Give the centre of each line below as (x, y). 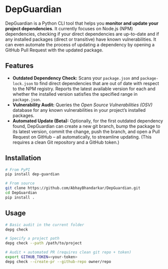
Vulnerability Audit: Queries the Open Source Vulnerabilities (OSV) (82, 105)
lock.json (23, 84)
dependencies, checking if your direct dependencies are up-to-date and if (82, 34)
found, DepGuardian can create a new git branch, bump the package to (86, 126)
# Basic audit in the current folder (45, 225)
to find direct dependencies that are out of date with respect (97, 83)
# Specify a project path (32, 239)
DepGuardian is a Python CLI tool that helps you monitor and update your (82, 23)
